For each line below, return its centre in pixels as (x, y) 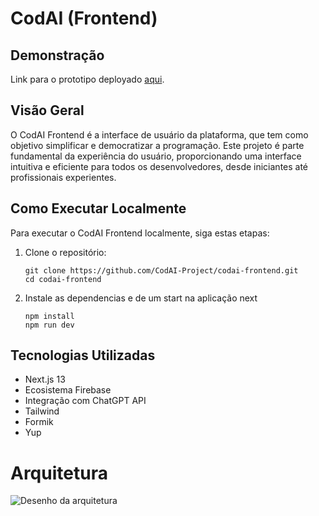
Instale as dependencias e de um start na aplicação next (141, 298)
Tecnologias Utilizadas (83, 355)
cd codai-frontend (63, 279)
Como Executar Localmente (98, 208)
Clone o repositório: (65, 252)
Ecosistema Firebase (68, 390)
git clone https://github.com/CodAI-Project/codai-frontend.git (161, 270)
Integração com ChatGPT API (85, 401)
